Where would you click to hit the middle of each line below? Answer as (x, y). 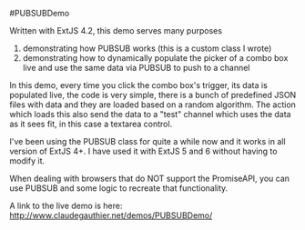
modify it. (27, 161)
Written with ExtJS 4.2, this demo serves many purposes (116, 30)
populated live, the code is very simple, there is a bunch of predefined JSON (153, 95)
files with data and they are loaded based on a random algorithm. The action (152, 105)
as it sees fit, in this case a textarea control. (91, 124)
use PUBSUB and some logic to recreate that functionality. (119, 188)
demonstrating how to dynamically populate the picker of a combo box (155, 58)
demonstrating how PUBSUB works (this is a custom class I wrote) (147, 48)
